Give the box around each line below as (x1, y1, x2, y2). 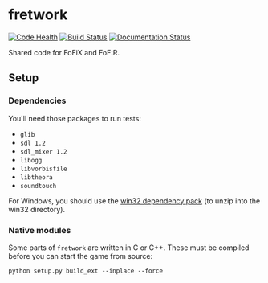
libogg (19, 156, 43, 164)
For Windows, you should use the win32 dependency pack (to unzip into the (8, 195, 261, 206)
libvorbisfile (19, 165, 67, 173)
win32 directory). (8, 204, 66, 214)
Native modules (8, 224, 71, 236)
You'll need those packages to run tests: (8, 113, 142, 123)
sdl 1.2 (19, 139, 46, 147)
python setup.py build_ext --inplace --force (8, 267, 163, 275)
